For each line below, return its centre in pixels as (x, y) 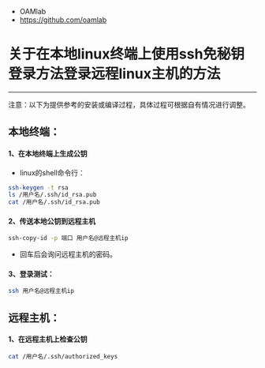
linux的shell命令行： (52, 172)
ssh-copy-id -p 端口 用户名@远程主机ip (68, 238)
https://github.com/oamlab (63, 20)
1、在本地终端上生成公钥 (48, 153)
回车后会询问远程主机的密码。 (68, 254)
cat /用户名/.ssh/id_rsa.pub (54, 202)
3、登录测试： (32, 274)
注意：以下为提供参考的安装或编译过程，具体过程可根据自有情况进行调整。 (129, 104)
